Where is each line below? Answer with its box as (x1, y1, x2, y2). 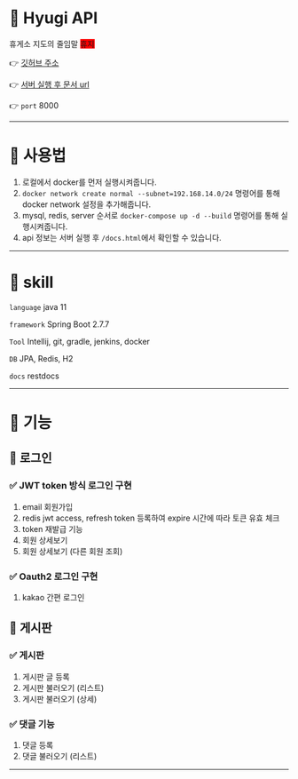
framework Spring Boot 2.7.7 (9, 319, 110, 330)
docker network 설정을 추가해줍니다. (21, 199, 152, 210)
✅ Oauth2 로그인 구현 (9, 570, 98, 583)
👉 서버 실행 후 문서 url (9, 79, 90, 90)
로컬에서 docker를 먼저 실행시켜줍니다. (21, 177, 157, 187)
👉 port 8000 (9, 99, 59, 110)
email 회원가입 (21, 501, 74, 512)
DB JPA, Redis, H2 (9, 353, 74, 363)
